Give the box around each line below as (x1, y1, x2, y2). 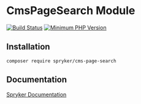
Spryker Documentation (6, 91, 67, 98)
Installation (6, 42, 50, 52)
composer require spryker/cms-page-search (6, 58, 116, 64)
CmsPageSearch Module (6, 4, 135, 18)
